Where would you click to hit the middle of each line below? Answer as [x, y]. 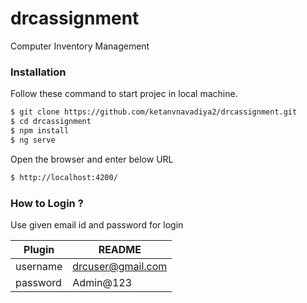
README [120, 249]
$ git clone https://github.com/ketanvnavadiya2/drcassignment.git [154, 112]
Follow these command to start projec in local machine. [124, 94]
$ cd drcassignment [51, 122]
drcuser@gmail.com [120, 266]
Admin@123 [102, 282]
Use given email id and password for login [97, 224]
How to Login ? [47, 203]
